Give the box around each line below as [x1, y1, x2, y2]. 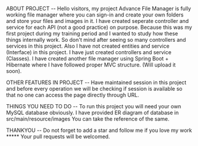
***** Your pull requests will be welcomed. [6, 133, 111, 140]
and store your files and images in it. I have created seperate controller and [6, 18, 189, 24]
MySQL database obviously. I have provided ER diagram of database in [6, 109, 179, 116]
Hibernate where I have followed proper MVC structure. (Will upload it [6, 61, 176, 68]
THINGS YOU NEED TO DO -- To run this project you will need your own [6, 103, 181, 109]
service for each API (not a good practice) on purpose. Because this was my [6, 24, 192, 31]
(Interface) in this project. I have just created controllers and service [6, 49, 171, 55]
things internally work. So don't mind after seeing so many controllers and [6, 36, 186, 43]
